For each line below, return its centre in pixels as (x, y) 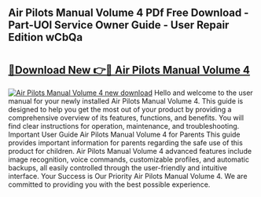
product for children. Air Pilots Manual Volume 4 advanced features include (130, 151)
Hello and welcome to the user (204, 93)
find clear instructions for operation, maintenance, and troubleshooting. (124, 126)
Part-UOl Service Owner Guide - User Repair (119, 26)
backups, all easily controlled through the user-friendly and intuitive (118, 168)
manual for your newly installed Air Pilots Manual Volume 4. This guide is (126, 101)
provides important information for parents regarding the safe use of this (126, 143)
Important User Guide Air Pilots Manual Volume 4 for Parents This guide (125, 134)
